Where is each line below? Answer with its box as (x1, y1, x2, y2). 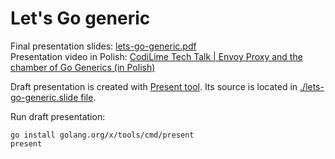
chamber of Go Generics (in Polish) (10, 61, 156, 73)
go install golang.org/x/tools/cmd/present (10, 130, 195, 140)
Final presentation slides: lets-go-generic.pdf (10, 40, 197, 52)
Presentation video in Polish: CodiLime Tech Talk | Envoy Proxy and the (10, 50, 303, 62)
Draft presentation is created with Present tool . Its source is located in (10, 80, 298, 92)
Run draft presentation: (10, 110, 106, 122)
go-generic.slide (10, 91, 79, 103)
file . (80, 91, 97, 103)
